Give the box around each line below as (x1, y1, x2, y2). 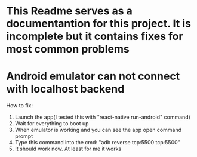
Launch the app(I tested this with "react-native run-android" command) (14, 113, 191, 121)
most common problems (6, 42, 130, 56)
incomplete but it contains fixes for (6, 30, 183, 43)
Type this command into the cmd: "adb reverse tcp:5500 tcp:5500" (14, 139, 180, 146)
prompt (14, 133, 33, 140)
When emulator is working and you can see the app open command (14, 127, 182, 134)
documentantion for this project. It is (6, 17, 192, 30)
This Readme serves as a (6, 4, 133, 18)
